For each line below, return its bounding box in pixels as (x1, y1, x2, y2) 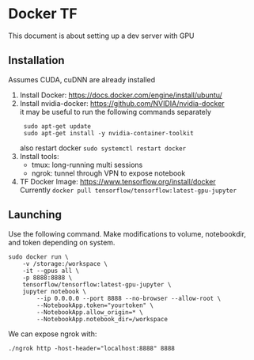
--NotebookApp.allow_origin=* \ (36, 308, 144, 316)
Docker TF (8, 5, 78, 23)
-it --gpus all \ (22, 267, 80, 275)
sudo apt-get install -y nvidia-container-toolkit (23, 129, 194, 137)
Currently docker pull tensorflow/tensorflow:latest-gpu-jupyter (19, 185, 237, 195)
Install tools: (19, 151, 59, 161)
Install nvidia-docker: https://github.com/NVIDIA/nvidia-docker (19, 98, 225, 108)
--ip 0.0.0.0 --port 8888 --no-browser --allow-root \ (36, 294, 222, 302)
